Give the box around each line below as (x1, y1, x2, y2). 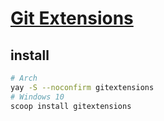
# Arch (10, 73, 38, 83)
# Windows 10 (10, 92, 65, 102)
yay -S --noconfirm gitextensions (10, 82, 155, 92)
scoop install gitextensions (10, 101, 132, 111)
